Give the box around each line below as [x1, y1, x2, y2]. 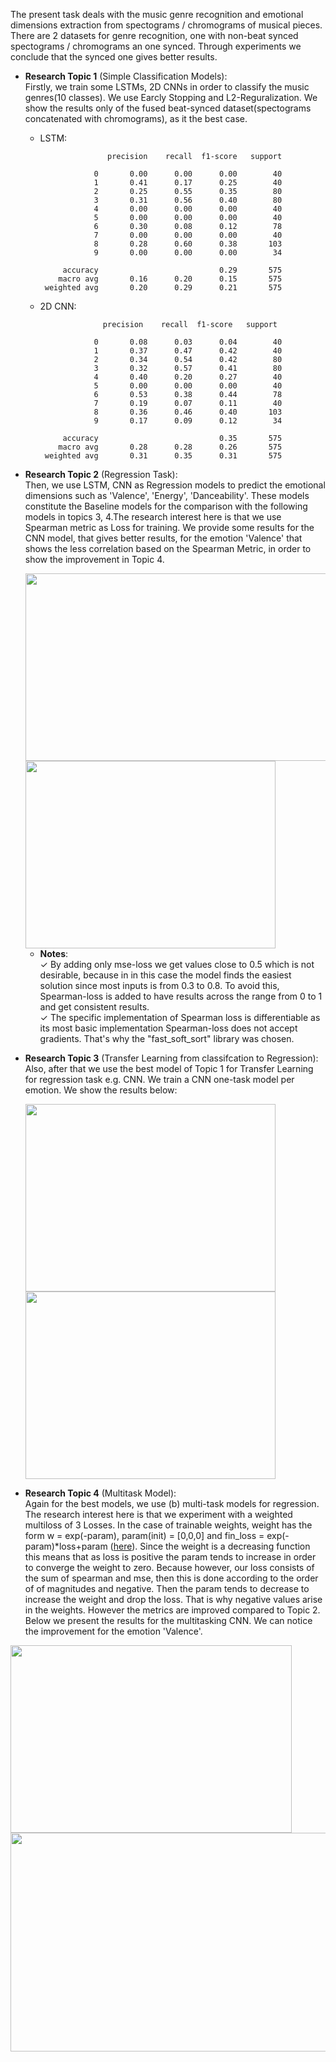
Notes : [39, 948, 69, 959]
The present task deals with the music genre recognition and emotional [10, 9, 304, 20]
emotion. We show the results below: [24, 1084, 178, 1096]
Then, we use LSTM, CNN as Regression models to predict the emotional [24, 479, 326, 491]
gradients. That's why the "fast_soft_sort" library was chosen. [39, 1033, 295, 1044]
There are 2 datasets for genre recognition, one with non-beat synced [10, 30, 299, 41]
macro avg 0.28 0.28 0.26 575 [58, 442, 283, 452]
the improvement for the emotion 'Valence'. [24, 1625, 203, 1637]
